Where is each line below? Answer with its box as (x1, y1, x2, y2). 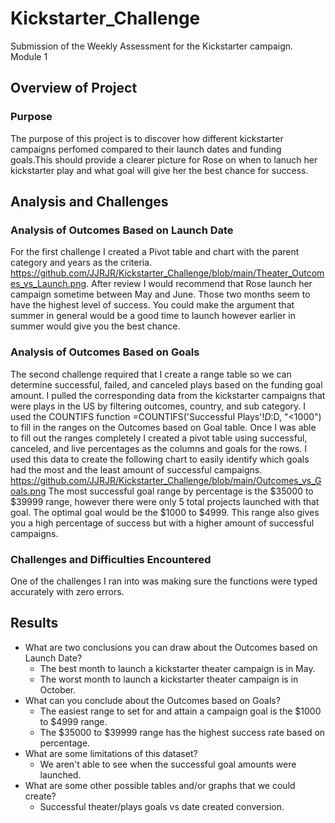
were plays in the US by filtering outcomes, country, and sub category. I (10, 400, 307, 412)
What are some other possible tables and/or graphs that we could (24, 779, 296, 791)
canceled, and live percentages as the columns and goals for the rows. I (10, 442, 307, 454)
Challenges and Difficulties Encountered (10, 552, 212, 566)
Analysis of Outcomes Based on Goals (10, 345, 200, 359)
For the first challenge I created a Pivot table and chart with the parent (10, 246, 300, 258)
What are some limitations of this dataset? (24, 747, 198, 759)
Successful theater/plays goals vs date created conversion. (39, 800, 285, 812)
